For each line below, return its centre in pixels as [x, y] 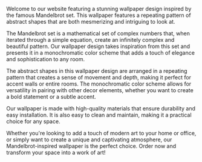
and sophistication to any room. [46, 59]
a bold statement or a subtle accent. [51, 97]
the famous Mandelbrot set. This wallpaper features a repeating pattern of [99, 15]
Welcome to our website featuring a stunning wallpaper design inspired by [99, 9]
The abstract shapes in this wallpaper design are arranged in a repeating [97, 71]
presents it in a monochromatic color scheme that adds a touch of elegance [101, 53]
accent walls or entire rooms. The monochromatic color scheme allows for [99, 84]
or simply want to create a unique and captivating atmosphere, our [89, 140]
